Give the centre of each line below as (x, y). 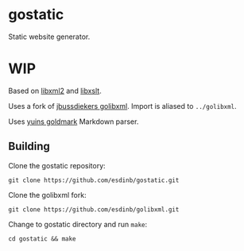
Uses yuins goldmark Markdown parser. (74, 122)
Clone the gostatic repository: (57, 165)
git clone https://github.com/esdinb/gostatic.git (94, 180)
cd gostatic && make (43, 239)
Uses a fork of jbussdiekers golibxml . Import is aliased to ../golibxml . (122, 106)
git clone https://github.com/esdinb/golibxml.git (94, 209)
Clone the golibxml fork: (47, 195)
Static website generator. (49, 37)
